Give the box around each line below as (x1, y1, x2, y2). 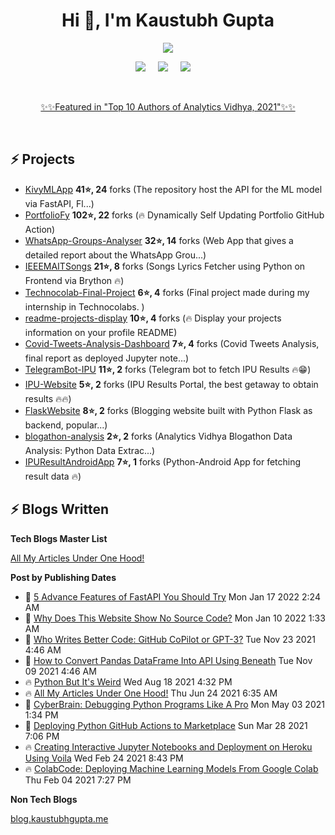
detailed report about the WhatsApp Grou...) (24, 249, 207, 261)
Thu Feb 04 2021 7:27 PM (24, 774, 132, 786)
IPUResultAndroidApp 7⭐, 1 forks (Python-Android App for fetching (24, 455, 302, 468)
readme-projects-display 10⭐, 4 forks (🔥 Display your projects (24, 312, 282, 324)
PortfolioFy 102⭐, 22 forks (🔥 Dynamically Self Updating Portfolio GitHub (24, 209, 325, 221)
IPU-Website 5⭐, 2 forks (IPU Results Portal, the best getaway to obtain (24, 378, 319, 390)
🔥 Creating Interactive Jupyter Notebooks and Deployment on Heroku (24, 740, 313, 753)
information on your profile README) (24, 326, 178, 338)
